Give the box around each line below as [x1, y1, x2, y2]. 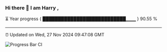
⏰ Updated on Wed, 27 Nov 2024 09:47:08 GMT [5, 32, 104, 38]
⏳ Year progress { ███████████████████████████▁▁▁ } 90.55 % [5, 16, 158, 22]
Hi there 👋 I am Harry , [5, 4, 59, 11]
